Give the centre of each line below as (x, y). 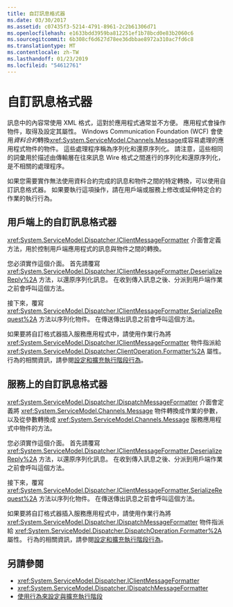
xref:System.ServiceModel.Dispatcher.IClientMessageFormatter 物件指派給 (114, 343)
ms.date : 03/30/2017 (37, 20)
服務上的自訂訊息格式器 (57, 384)
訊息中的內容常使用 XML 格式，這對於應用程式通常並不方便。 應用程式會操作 (116, 122)
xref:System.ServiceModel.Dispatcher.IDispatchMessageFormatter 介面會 (113, 402)
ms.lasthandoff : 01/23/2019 (48, 59)
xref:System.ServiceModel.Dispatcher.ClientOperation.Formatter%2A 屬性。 (116, 351)
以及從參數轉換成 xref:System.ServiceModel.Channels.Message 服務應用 (111, 420)
